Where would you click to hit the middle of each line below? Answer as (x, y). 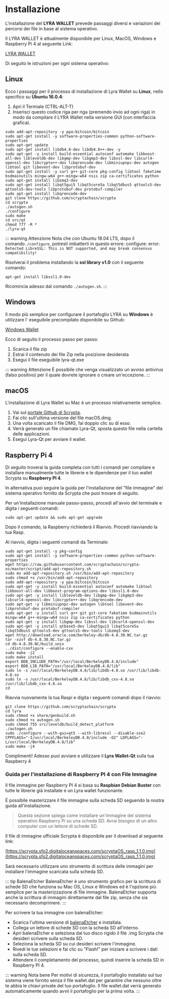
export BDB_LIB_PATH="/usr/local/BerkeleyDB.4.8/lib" (63, 666)
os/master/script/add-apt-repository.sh (48, 569)
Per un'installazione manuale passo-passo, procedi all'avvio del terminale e (84, 503)
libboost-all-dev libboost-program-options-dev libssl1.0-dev (72, 591)
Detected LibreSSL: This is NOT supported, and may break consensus (79, 248)
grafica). (21, 123)
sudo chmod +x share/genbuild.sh (40, 716)
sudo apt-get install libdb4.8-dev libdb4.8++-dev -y (63, 149)
